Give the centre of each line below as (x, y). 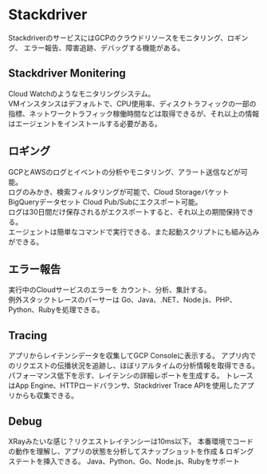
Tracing (28, 336)
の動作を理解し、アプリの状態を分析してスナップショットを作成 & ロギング (131, 451)
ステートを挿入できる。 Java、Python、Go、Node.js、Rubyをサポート (124, 461)
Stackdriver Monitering (67, 73)
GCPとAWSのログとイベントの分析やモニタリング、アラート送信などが (125, 172)
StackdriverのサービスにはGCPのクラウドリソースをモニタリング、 (118, 38)
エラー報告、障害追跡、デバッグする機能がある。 (104, 47)
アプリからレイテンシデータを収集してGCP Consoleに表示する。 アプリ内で (132, 356)
